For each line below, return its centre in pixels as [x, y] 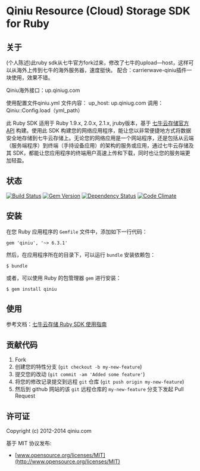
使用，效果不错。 [32, 78]
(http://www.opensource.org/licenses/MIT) [67, 461]
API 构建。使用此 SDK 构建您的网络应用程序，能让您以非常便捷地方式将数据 [99, 130]
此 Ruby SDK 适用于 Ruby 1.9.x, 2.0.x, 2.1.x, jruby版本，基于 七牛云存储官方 [98, 123]
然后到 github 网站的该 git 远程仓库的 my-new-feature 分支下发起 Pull [99, 389]
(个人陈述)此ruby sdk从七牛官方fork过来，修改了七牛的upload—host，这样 [97, 63]
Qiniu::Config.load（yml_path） [45, 110]
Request [25, 396]
